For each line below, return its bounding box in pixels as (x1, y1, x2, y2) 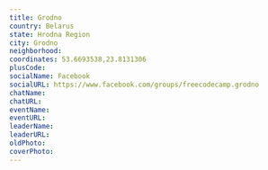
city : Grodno (9, 38, 58, 48)
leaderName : (9, 122, 54, 131)
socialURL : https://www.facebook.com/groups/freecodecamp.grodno (9, 80, 259, 89)
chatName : (9, 88, 47, 97)
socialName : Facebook (9, 72, 91, 81)
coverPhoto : (9, 147, 54, 156)
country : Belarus (9, 22, 75, 31)
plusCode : (9, 64, 47, 73)
